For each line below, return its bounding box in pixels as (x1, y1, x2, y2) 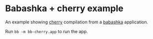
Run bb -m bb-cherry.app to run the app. (5, 28, 88, 34)
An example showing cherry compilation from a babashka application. (5, 19, 149, 25)
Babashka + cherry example (5, 3, 124, 14)
